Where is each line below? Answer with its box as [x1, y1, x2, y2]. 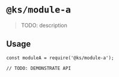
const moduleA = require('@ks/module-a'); [6, 55, 114, 61]
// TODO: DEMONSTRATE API [6, 65, 71, 71]
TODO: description [20, 21, 68, 29]
